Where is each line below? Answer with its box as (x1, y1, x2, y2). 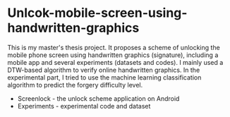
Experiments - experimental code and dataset (17, 101, 151, 110)
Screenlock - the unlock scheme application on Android (17, 94, 180, 103)
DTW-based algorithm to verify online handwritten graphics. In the (7, 66, 200, 74)
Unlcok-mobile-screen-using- (7, 5, 188, 21)
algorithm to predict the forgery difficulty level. (7, 80, 143, 89)
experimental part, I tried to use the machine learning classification (7, 73, 202, 82)
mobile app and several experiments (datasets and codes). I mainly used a (7, 58, 224, 66)
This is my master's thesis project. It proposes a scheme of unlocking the (7, 43, 220, 51)
